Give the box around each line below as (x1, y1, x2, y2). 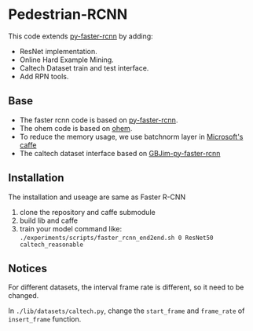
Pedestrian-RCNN (8, 5, 128, 24)
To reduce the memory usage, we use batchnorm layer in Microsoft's (19, 132, 244, 141)
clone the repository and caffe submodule (19, 207, 156, 216)
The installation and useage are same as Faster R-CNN (8, 192, 186, 202)
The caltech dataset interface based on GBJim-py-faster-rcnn (19, 148, 221, 158)
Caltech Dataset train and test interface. (19, 63, 149, 72)
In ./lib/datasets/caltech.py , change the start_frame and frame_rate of (8, 306, 245, 315)
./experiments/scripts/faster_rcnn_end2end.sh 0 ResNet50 (19, 234, 214, 242)
